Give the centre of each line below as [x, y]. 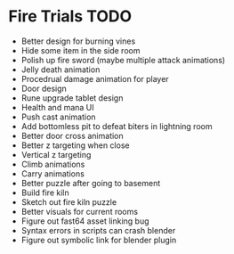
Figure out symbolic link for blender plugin [99, 240]
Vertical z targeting [56, 154]
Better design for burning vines [78, 41]
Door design [44, 88]
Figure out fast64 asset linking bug [85, 221]
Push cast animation [58, 117]
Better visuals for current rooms [80, 211]
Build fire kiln [45, 193]
